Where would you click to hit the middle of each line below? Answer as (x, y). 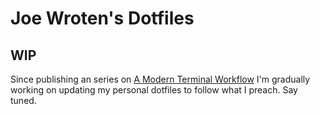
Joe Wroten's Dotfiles (102, 18)
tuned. (23, 100)
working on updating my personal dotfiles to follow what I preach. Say (154, 90)
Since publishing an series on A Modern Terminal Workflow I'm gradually (160, 79)
